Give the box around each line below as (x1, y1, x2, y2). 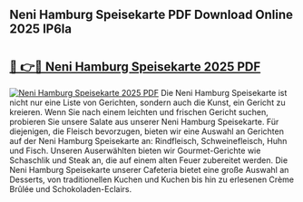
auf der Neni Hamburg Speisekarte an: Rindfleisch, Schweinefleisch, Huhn (9, 136, 288, 146)
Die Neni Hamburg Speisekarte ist (160, 88, 288, 98)
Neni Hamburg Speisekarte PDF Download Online (9, 7, 293, 23)
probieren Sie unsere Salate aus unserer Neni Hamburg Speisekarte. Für (9, 117, 279, 127)
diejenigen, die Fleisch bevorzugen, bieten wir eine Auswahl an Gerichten (9, 126, 284, 137)
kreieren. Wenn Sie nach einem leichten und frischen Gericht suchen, (9, 107, 269, 117)
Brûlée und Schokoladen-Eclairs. (9, 184, 132, 194)
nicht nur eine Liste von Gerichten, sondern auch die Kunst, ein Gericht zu (9, 97, 286, 108)
